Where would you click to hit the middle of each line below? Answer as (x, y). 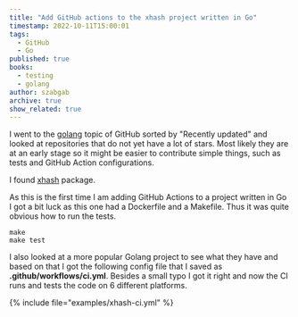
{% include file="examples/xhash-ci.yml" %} (91, 303)
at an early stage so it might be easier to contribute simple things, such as (145, 154)
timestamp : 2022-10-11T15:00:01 (69, 26)
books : (21, 68)
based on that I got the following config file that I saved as (116, 267)
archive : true (36, 100)
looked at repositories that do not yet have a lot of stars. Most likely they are (149, 144)
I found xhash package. (53, 180)
